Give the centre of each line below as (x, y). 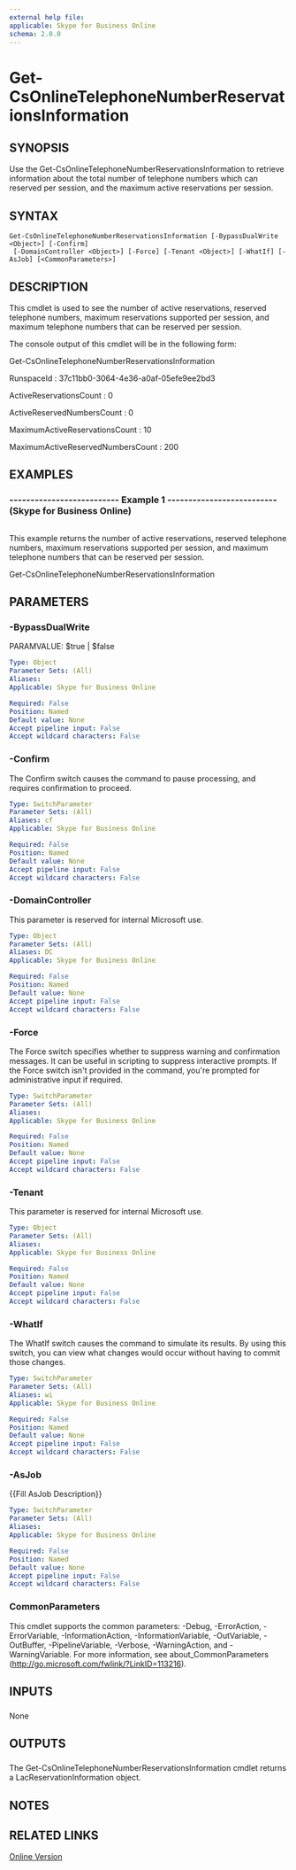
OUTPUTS (38, 1744)
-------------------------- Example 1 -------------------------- (143, 500)
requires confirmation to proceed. (71, 788)
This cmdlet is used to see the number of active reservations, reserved (138, 308)
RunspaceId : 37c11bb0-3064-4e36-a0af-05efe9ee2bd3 (112, 378)
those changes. (38, 1362)
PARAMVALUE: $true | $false (62, 647)
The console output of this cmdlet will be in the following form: (123, 344)
